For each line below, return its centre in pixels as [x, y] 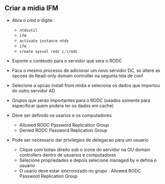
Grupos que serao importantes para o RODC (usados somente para [81, 100]
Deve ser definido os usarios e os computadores [62, 115]
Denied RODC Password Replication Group [63, 130]
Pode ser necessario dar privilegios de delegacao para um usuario [80, 140]
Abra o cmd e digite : [33, 20]
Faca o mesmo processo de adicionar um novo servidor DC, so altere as [86, 70]
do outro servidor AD [33, 91]
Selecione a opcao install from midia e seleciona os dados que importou [86, 85]
